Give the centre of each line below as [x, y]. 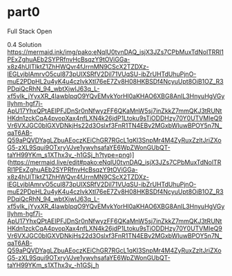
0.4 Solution [25, 44]
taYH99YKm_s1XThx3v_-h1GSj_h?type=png [68, 155]
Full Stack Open [30, 31]
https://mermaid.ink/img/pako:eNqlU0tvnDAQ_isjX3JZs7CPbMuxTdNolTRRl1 [116, 52]
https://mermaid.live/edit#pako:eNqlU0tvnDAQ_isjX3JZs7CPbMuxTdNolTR [115, 162]
